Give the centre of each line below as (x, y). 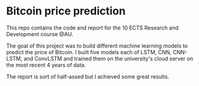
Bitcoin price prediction (66, 11)
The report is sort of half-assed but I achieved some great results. (88, 76)
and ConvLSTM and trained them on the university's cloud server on (109, 58)
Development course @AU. (40, 34)
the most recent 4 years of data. (46, 65)
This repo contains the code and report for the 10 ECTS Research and (93, 28)
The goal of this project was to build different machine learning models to (97, 46)
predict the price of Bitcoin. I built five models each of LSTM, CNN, (89, 52)
